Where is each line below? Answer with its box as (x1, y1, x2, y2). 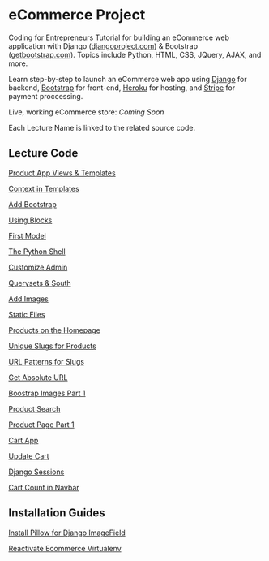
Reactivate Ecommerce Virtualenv (8, 543, 122, 553)
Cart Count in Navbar (8, 482, 79, 492)
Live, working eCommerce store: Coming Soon (8, 107, 164, 117)
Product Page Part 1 (8, 420, 75, 429)
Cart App (8, 435, 39, 445)
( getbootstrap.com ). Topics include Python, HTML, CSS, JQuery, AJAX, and (8, 50, 262, 59)
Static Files (8, 309, 45, 319)
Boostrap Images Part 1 (8, 388, 87, 398)
